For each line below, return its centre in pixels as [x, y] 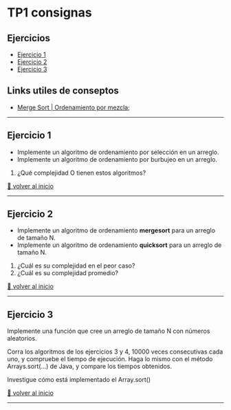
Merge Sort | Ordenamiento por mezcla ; [74, 107]
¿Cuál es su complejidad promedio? [68, 273]
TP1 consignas [49, 13]
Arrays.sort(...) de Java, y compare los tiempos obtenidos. [90, 367]
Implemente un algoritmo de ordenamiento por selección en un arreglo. [118, 152]
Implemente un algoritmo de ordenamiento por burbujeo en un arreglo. [117, 159]
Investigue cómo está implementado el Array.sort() [79, 380]
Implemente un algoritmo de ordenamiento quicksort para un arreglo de [119, 245]
